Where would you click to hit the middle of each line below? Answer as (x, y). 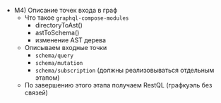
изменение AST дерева (71, 40)
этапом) (47, 78)
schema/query (54, 56)
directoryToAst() (59, 25)
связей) (36, 92)
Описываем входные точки (66, 48)
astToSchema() (57, 32)
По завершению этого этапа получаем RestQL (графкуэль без (118, 85)
